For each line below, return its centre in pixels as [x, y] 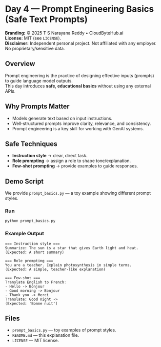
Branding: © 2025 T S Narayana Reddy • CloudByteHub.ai [64, 33]
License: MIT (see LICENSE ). [33, 38]
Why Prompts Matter [37, 107]
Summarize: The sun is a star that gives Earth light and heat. [72, 248]
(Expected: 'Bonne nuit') [31, 304]
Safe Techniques [31, 144]
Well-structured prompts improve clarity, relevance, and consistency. [81, 123]
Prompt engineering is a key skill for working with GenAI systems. [78, 128]
